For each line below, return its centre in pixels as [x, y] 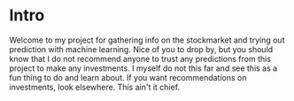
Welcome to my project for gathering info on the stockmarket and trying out [147, 40]
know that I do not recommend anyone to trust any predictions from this [140, 58]
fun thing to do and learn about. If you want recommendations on [128, 77]
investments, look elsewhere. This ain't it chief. [94, 87]
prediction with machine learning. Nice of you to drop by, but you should [141, 49]
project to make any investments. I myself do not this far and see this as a [143, 68]
